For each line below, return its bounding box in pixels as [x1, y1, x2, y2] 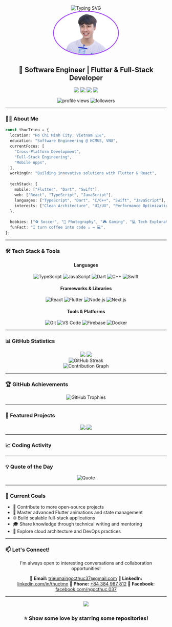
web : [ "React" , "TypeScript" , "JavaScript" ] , [14, 192, 114, 197]
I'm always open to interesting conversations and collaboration [19, 560, 153, 566]
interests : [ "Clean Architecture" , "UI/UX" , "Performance [14, 203, 141, 208]
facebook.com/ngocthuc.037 [55, 586, 117, 592]
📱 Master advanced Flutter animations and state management [12, 510, 143, 516]
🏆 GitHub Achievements [5, 380, 68, 388]
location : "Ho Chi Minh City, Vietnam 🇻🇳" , [10, 133, 106, 138]
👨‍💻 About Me [5, 115, 38, 123]
